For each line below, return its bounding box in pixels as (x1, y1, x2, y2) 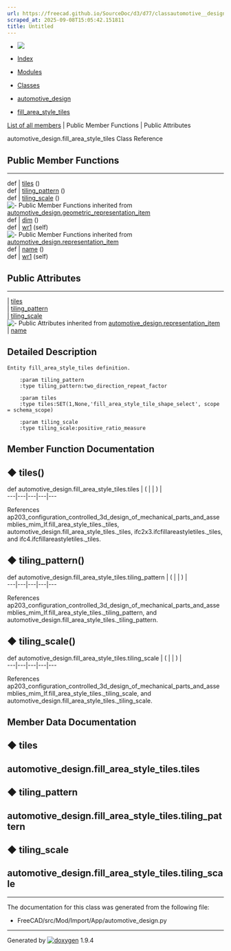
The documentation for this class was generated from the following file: (7, 903, 210, 911)
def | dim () (7, 216, 39, 224)
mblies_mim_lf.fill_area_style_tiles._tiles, (7, 520, 120, 528)
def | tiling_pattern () (7, 186, 65, 195)
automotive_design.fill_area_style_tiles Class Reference (7, 135, 164, 143)
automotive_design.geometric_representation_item (7, 209, 151, 217)
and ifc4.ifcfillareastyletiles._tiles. (7, 535, 101, 544)
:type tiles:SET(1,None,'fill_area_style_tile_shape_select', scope (19, 400, 220, 407)
